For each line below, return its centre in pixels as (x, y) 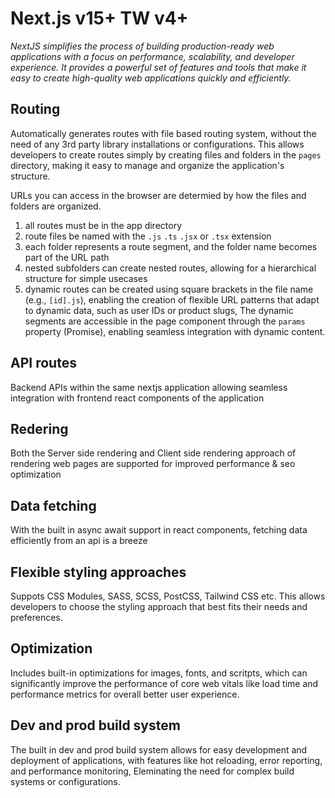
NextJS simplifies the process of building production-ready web (142, 46)
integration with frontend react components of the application (137, 398)
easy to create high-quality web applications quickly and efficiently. (151, 78)
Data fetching (53, 505)
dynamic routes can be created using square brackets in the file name (169, 289)
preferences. (36, 617)
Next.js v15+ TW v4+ (99, 18)
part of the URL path (67, 257)
